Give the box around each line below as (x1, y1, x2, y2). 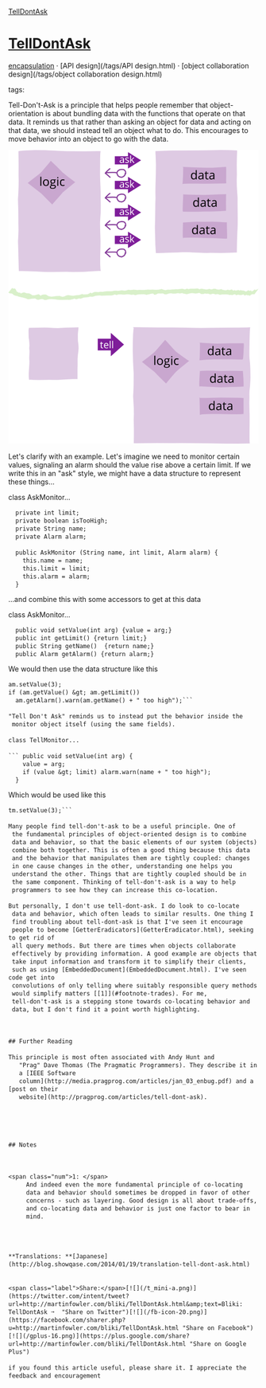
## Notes (8, 1140, 37, 1149)
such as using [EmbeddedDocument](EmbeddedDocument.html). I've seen (11, 965, 247, 974)
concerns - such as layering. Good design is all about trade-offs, (25, 1196, 258, 1205)
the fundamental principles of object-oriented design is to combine (11, 830, 247, 839)
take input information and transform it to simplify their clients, (11, 957, 247, 966)
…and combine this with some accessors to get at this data (8, 594, 201, 604)
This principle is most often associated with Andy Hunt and (8, 1053, 215, 1062)
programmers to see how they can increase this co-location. (11, 886, 218, 894)
